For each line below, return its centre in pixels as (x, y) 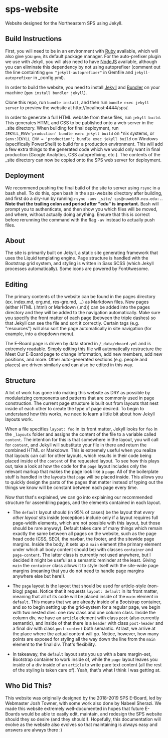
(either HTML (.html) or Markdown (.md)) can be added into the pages (78, 307)
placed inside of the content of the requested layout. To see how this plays (82, 461)
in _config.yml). (49, 77)
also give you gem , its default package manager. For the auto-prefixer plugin (83, 56)
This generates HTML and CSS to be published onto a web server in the (79, 122)
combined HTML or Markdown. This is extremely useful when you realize (81, 450)
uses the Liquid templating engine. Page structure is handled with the (77, 258)
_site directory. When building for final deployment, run (62, 128)
